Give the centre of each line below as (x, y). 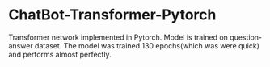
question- (246, 37)
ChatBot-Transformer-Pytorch (112, 15)
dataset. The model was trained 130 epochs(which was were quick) (148, 45)
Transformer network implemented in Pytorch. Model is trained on (118, 37)
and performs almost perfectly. (60, 54)
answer (21, 45)
